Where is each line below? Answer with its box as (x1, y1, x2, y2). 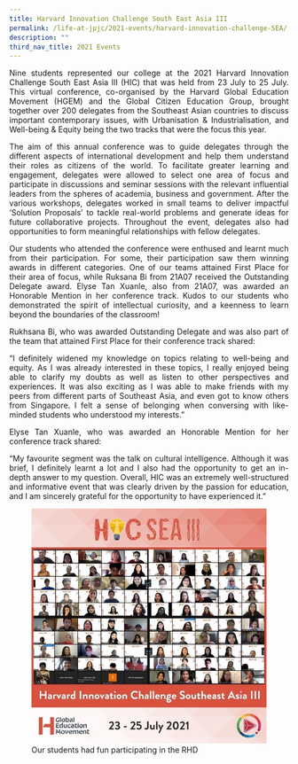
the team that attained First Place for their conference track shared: (9, 336, 255, 347)
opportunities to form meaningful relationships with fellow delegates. (9, 226, 261, 237)
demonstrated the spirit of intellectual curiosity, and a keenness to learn (9, 300, 289, 310)
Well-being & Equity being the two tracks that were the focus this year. (9, 124, 267, 135)
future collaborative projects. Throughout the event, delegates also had (9, 217, 289, 228)
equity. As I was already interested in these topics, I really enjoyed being (9, 363, 289, 373)
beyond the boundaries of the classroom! (9, 309, 161, 320)
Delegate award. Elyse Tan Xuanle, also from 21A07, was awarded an (9, 281, 289, 292)
